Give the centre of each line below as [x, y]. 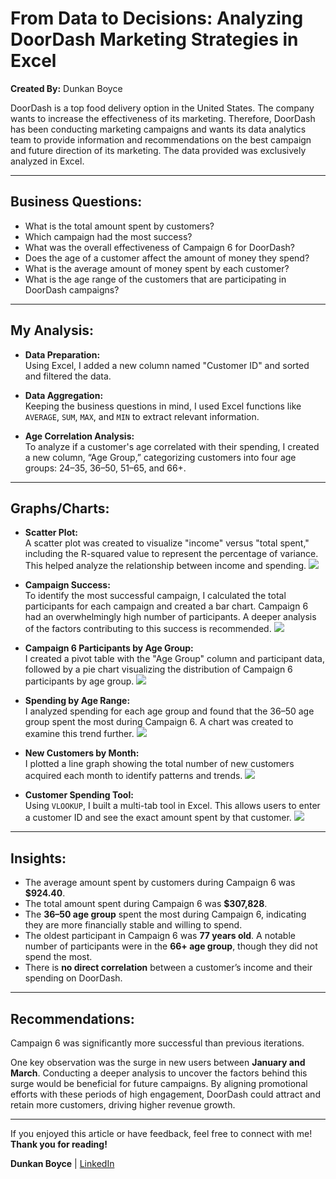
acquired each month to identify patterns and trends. [133, 776]
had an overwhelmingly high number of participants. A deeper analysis [170, 617]
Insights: [38, 858]
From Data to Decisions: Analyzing [157, 18]
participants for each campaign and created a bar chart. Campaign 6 [166, 606]
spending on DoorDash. [73, 978]
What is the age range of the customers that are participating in [155, 279]
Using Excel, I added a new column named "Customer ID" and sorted [167, 365]
